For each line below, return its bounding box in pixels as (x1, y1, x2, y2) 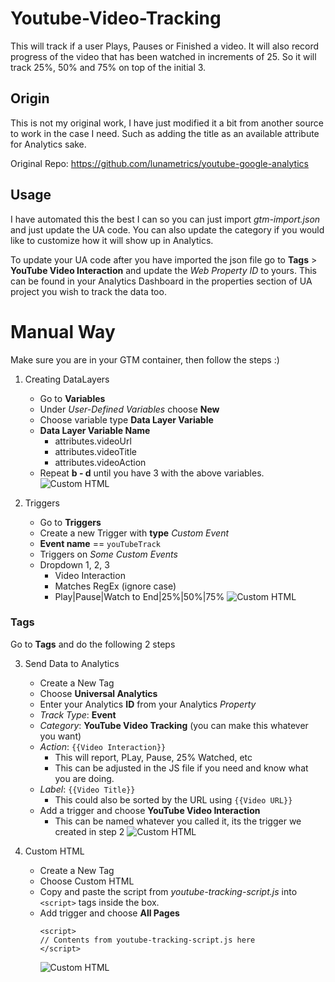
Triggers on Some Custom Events (39, 548, 178, 560)
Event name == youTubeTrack (39, 537, 162, 549)
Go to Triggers (39, 516, 102, 528)
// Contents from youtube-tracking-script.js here (39, 935, 256, 945)
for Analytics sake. (10, 138, 87, 150)
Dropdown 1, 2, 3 (39, 558, 110, 571)
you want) (39, 730, 82, 742)
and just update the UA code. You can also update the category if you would (10, 223, 325, 236)
